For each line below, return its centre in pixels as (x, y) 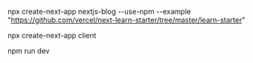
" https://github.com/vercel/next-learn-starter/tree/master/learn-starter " (126, 20)
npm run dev (29, 51)
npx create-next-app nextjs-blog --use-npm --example (99, 12)
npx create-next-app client (52, 35)
